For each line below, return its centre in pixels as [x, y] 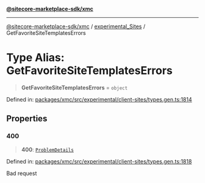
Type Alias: [36, 58]
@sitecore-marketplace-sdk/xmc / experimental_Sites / [76, 26]
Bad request [22, 173]
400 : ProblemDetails [48, 149]
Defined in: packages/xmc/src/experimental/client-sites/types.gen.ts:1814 [99, 99]
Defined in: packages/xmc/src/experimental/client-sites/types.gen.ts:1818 [99, 161]
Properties [27, 119]
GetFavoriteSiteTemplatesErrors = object [74, 88]
